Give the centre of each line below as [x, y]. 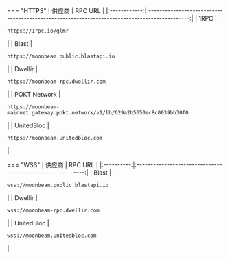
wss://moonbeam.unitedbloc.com [52, 236]
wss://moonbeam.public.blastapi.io [58, 185]
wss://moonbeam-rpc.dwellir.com [53, 210]
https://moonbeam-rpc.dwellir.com [57, 82]
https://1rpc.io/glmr [38, 31]
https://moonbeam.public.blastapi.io [61, 56]
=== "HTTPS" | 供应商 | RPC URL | [56, 11]
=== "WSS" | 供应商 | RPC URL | [53, 165]
